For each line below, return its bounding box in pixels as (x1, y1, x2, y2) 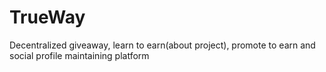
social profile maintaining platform (9, 49, 150, 61)
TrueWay (9, 6, 86, 29)
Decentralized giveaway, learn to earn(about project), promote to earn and (9, 39, 316, 51)
